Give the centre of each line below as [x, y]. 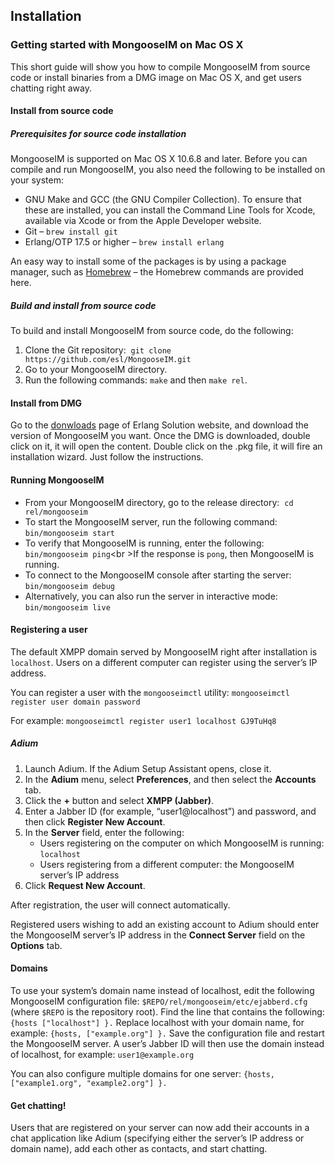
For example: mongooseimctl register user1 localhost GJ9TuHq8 [143, 720]
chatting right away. [51, 88]
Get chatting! [38, 1105]
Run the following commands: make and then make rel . [136, 380]
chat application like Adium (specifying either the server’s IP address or [157, 1138]
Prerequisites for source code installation [98, 133]
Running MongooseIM [57, 480]
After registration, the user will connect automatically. [120, 905]
